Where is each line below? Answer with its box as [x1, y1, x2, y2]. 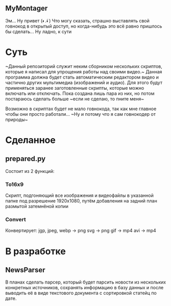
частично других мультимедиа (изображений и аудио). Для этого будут [5, 79, 162, 86]
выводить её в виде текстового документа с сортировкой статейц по [5, 290, 157, 296]
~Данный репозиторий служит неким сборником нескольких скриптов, [5, 63, 162, 69]
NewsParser [5, 265, 45, 274]
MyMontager [5, 4, 48, 13]
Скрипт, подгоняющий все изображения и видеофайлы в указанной [5, 192, 154, 198]
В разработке [5, 245, 66, 257]
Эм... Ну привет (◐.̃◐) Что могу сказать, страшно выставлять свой [5, 17, 150, 23]
